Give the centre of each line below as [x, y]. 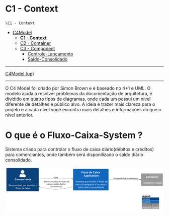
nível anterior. [19, 115]
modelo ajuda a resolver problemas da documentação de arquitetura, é [79, 93]
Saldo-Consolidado [48, 59]
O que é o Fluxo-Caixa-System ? [74, 135]
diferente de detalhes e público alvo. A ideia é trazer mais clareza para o [80, 104]
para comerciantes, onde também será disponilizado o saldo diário [74, 155]
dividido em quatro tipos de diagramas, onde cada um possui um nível [78, 99]
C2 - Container [35, 43]
